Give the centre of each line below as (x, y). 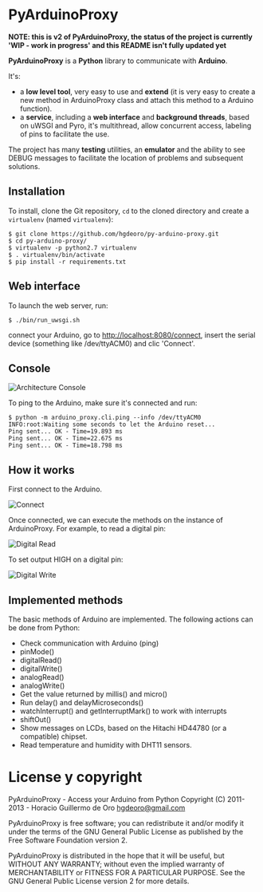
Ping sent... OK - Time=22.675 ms (66, 439)
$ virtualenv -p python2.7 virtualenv (73, 248)
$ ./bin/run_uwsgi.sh (44, 320)
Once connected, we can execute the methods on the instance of (116, 520)
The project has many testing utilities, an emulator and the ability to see (127, 149)
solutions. (24, 166)
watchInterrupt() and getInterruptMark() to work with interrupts (123, 711)
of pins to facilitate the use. (65, 134)
